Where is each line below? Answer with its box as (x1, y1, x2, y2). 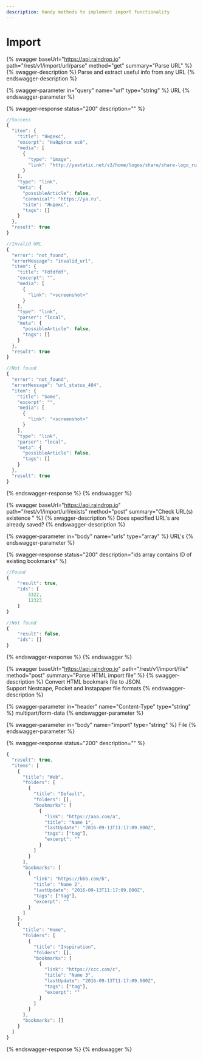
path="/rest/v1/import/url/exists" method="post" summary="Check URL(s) (6, 508, 193, 515)
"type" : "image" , (28, 156, 72, 162)
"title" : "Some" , (17, 394, 61, 400)
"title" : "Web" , (22, 774, 64, 780)
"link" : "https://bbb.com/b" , (33, 876, 111, 882)
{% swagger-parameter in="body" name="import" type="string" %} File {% (6, 721, 196, 729)
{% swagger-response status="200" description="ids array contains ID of (6, 551, 192, 558)
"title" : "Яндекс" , (17, 133, 67, 140)
